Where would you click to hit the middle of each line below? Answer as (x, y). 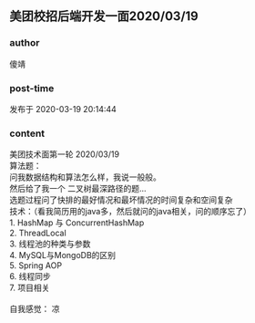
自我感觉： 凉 (35, 309)
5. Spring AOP (36, 266)
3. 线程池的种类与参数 (50, 244)
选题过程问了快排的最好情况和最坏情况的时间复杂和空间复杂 (121, 200)
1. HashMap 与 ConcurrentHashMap (77, 223)
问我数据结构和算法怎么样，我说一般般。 (85, 177)
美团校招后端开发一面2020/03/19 (104, 16)
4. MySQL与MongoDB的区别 (63, 255)
